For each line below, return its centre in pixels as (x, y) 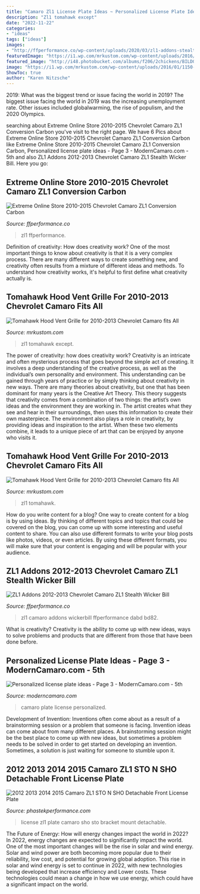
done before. (22, 642)
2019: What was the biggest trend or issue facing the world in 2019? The (95, 95)
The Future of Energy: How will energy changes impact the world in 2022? (97, 834)
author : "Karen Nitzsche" (38, 78)
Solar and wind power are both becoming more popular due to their (89, 853)
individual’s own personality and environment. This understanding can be (96, 374)
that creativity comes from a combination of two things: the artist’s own (93, 399)
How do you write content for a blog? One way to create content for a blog (97, 514)
